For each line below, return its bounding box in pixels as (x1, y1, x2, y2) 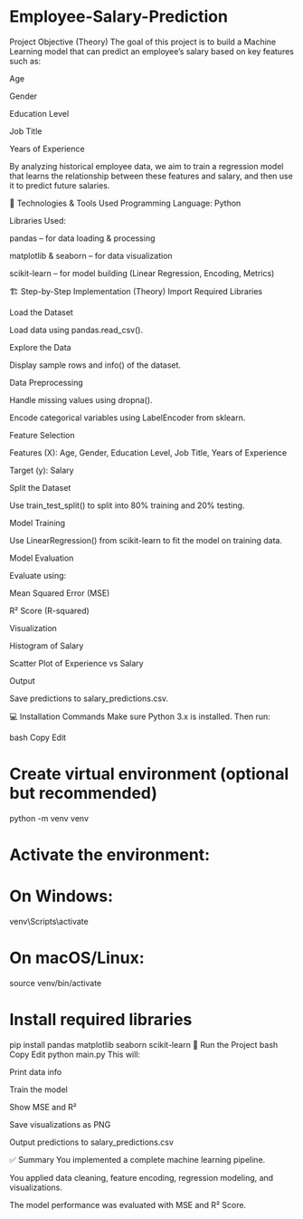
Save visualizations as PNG (9, 1118, 111, 1129)
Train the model (9, 1084, 68, 1095)
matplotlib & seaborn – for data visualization (9, 250, 174, 261)
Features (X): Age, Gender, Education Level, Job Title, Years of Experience (9, 446, 288, 458)
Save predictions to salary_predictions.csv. (9, 693, 169, 704)
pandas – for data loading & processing (9, 233, 156, 244)
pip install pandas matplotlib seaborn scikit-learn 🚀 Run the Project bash (9, 1039, 279, 1050)
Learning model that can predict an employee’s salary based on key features (9, 45, 294, 56)
